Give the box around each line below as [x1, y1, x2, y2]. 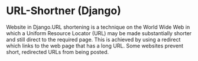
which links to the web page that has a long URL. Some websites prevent [6, 42, 184, 49]
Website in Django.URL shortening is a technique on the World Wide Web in [6, 23, 190, 30]
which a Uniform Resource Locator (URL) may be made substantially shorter [6, 29, 192, 36]
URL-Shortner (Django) [6, 4, 121, 18]
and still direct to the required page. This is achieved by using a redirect [6, 36, 181, 43]
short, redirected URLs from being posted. [6, 48, 109, 55]
